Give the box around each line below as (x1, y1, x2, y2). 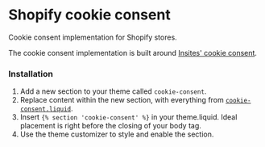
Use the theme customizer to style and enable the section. (19, 129, 214, 139)
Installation (8, 68, 54, 79)
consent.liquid (19, 105, 72, 114)
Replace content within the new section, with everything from (19, 95, 224, 105)
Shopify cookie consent (8, 6, 171, 24)
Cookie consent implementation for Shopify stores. (8, 32, 177, 42)
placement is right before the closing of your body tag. (19, 121, 201, 131)
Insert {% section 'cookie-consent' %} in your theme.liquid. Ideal (19, 112, 238, 122)
